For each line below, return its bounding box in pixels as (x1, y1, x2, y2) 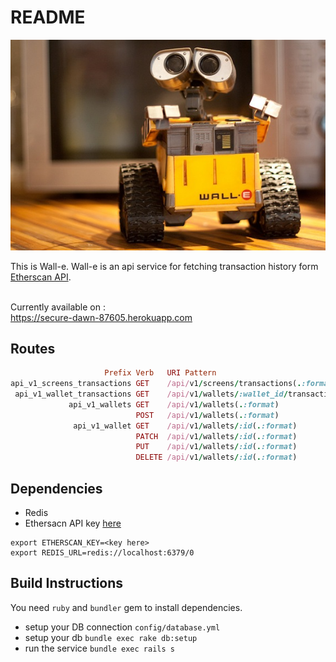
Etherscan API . (10, 271, 72, 283)
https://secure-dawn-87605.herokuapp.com (10, 311, 193, 323)
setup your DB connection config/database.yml (24, 621, 221, 633)
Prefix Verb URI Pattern (104, 368, 217, 378)
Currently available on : (10, 301, 106, 313)
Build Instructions (10, 575, 124, 592)
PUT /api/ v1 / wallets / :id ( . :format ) (135, 442, 298, 452)
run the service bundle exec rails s (24, 642, 175, 654)
